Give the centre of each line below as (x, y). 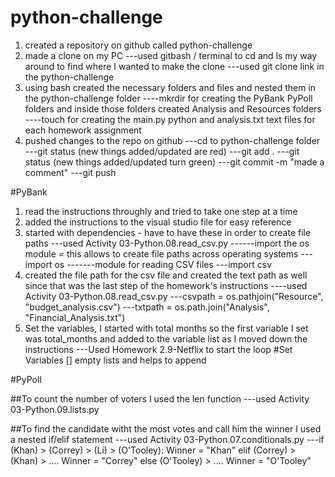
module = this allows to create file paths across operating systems (161, 253)
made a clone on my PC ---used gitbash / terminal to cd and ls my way (171, 55)
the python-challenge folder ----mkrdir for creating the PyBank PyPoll (168, 98)
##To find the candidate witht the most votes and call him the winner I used (166, 428)
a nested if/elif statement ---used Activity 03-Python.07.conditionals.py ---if (167, 439)
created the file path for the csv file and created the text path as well (166, 275)
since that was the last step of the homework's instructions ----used (166, 285)
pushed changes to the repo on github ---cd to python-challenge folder (172, 140)
